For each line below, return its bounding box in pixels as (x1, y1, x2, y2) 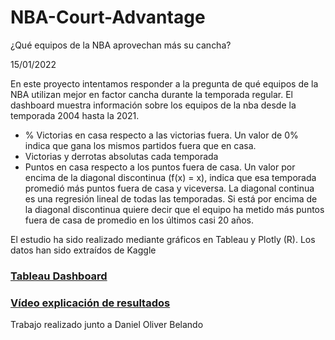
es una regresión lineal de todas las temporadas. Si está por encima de (24, 192, 318, 205)
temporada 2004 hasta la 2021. (10, 109, 140, 121)
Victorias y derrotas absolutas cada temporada (24, 150, 219, 162)
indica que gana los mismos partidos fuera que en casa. (24, 139, 257, 151)
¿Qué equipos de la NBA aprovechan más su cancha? (10, 39, 232, 51)
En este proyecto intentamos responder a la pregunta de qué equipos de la (10, 77, 319, 90)
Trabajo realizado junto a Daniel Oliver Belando (10, 319, 204, 331)
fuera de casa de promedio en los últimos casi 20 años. (24, 214, 255, 226)
